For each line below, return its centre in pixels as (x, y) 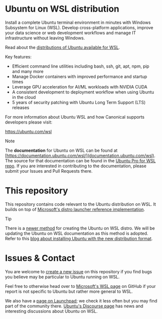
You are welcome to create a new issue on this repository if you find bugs (79, 271)
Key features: (18, 56)
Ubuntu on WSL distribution (62, 9)
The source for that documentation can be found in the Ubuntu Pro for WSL (81, 160)
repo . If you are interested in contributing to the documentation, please (76, 166)
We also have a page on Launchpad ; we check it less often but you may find (81, 301)
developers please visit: (29, 122)
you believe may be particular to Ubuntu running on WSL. (62, 277)
